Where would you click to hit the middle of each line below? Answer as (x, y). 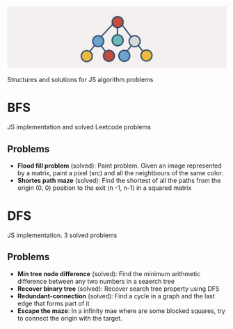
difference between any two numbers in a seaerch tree (96, 281)
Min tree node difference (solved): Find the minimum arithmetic (109, 273)
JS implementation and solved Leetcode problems (79, 127)
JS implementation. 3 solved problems (62, 235)
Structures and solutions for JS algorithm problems (80, 80)
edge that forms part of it (53, 303)
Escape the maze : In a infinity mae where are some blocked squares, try (121, 311)
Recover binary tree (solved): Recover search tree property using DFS (119, 289)
